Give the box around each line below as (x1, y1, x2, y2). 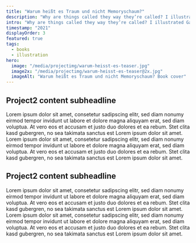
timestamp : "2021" (6, 25, 51, 31)
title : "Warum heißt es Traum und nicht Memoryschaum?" (6, 8, 145, 15)
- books (11, 47, 30, 53)
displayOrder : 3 (6, 30, 45, 36)
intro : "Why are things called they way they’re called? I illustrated (6, 19, 184, 25)
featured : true (6, 36, 43, 41)
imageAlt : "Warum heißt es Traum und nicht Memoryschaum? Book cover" (11, 74, 187, 79)
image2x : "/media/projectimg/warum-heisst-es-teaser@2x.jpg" (11, 68, 163, 74)
